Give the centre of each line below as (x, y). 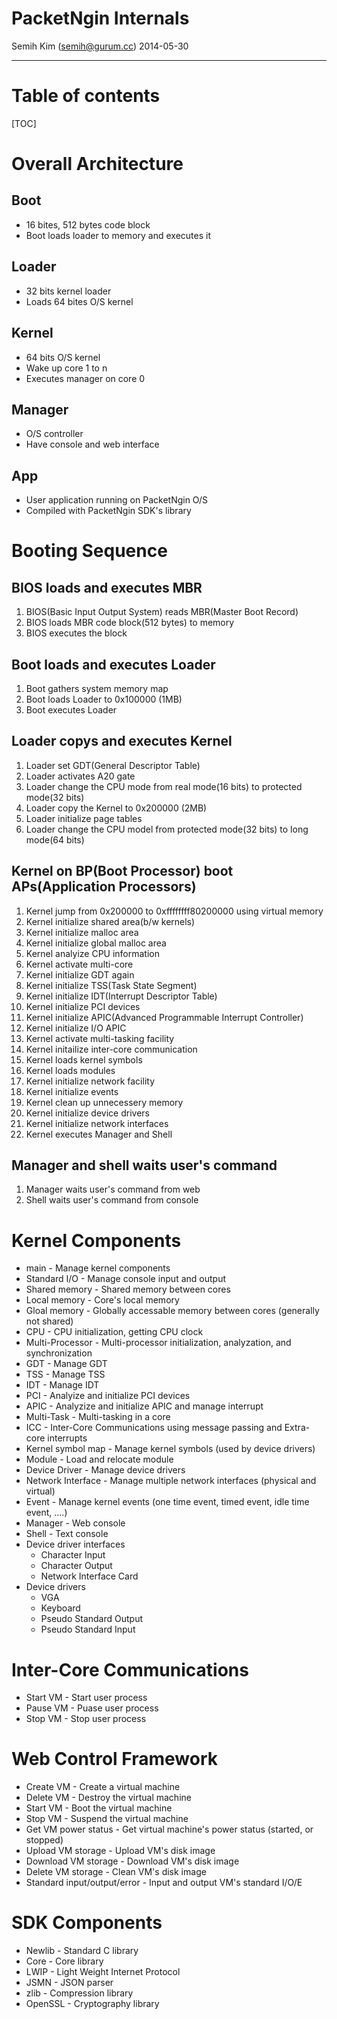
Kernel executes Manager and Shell (99, 1134)
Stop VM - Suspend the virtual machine (107, 1819)
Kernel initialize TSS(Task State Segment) (111, 985)
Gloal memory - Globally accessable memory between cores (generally (172, 1311)
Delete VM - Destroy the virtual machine (108, 1798)
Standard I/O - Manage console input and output (125, 1279)
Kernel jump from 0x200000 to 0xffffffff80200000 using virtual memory (174, 911)
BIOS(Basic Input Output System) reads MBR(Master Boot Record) (162, 612)
